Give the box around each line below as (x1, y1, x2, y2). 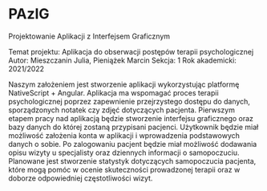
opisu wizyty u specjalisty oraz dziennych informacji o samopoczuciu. (8, 148, 240, 157)
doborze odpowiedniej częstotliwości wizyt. (8, 173, 153, 183)
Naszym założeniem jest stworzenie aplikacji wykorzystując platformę (8, 79, 240, 89)
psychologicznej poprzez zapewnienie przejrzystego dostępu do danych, (8, 96, 251, 106)
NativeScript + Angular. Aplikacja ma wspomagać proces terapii (8, 87, 219, 97)
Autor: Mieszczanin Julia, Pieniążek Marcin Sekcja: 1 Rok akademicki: (8, 55, 237, 65)
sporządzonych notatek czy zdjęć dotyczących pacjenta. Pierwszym (8, 105, 235, 115)
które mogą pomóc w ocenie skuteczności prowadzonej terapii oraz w (8, 165, 241, 174)
